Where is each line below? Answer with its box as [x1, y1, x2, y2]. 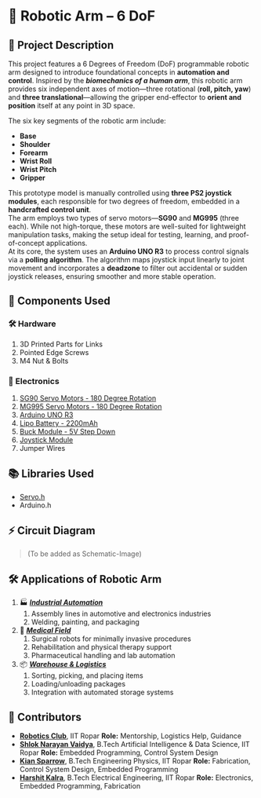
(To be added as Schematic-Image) [27, 549, 143, 558]
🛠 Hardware [8, 318, 56, 329]
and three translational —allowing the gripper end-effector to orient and [8, 93, 241, 101]
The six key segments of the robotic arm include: [8, 116, 166, 125]
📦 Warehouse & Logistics [19, 660, 107, 669]
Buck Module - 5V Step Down [19, 426, 116, 436]
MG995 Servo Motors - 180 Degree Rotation [19, 401, 162, 411]
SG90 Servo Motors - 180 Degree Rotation [19, 393, 157, 403]
